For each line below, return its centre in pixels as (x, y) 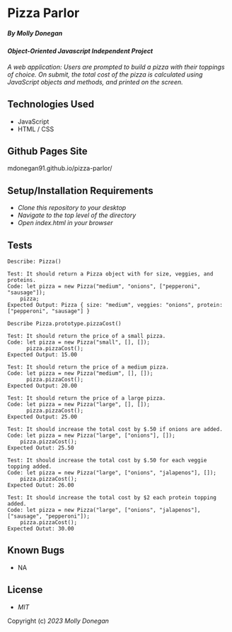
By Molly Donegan (35, 33)
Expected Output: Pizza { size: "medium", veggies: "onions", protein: (115, 305)
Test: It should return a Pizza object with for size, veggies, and (110, 274)
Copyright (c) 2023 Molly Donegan (58, 621)
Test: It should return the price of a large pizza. (87, 398)
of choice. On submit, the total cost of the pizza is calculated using (105, 74)
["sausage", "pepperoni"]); (49, 516)
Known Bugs (36, 551)
